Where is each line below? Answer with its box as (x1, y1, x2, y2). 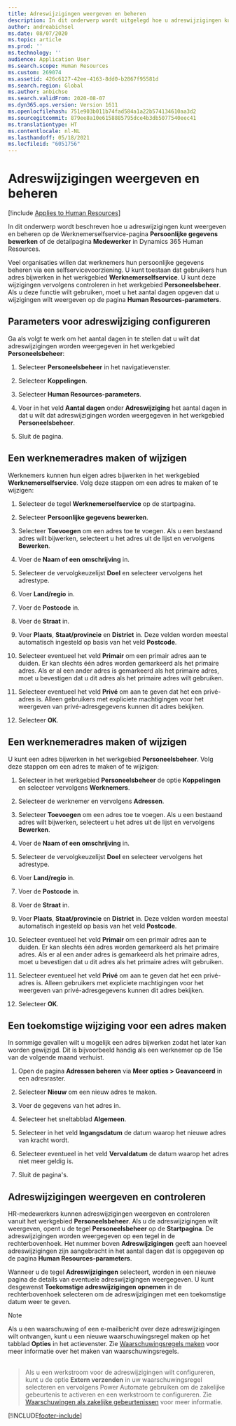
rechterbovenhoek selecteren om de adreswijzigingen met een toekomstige (8, 1290, 226, 1298)
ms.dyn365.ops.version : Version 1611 (8, 102, 118, 109)
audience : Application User (8, 56, 90, 63)
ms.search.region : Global (8, 82, 83, 89)
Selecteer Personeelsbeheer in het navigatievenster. (18, 362, 171, 371)
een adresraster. (18, 1074, 66, 1083)
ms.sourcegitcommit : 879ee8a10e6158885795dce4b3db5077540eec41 (8, 114, 197, 121)
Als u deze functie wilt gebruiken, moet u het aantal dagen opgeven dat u (8, 288, 219, 296)
